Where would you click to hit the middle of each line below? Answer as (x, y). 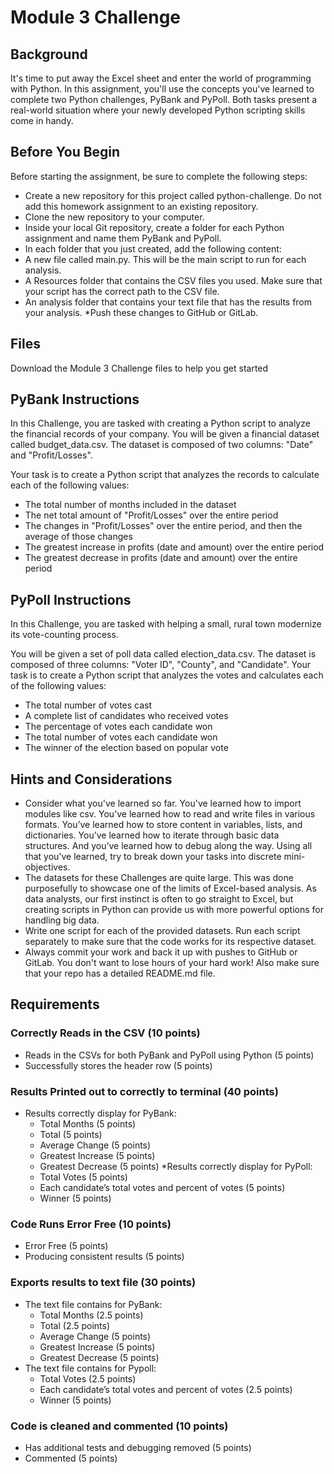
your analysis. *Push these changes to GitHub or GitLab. (141, 312)
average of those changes (78, 537)
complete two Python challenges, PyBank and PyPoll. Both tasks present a (164, 99)
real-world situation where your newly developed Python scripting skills (158, 110)
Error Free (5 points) (66, 1246)
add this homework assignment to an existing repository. (141, 206)
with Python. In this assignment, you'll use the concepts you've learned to (162, 89)
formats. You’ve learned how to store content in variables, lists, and (163, 825)
